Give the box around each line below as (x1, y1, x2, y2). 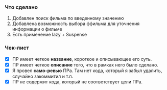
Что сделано (5, 4, 38, 11)
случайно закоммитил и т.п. (12, 73, 74, 79)
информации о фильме (12, 26, 62, 32)
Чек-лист (5, 44, 29, 52)
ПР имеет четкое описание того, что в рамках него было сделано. (12, 61, 159, 67)
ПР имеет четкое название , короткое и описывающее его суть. (12, 56, 152, 62)
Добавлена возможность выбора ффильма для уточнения (12, 20, 140, 27)
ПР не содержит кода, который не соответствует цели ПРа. (12, 78, 143, 85)
